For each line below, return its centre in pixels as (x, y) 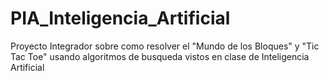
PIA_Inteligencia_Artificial (120, 18)
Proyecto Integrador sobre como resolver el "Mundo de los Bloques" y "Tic (165, 46)
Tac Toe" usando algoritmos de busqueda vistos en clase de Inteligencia (160, 56)
